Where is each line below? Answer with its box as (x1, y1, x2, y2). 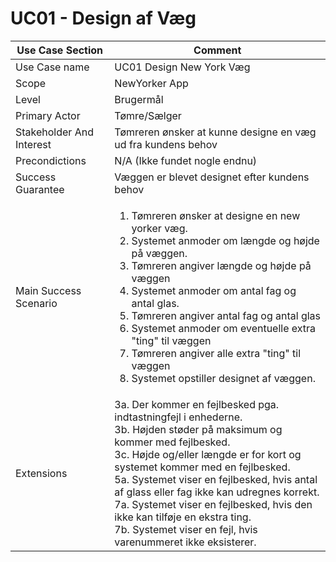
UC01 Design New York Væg (114, 60, 251, 74)
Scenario (15, 296, 58, 310)
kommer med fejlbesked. (114, 435, 231, 449)
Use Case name (15, 60, 90, 74)
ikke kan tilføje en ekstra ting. (114, 510, 252, 524)
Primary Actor (15, 108, 81, 122)
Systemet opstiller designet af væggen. (131, 371, 316, 385)
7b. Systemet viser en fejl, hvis (114, 522, 258, 536)
